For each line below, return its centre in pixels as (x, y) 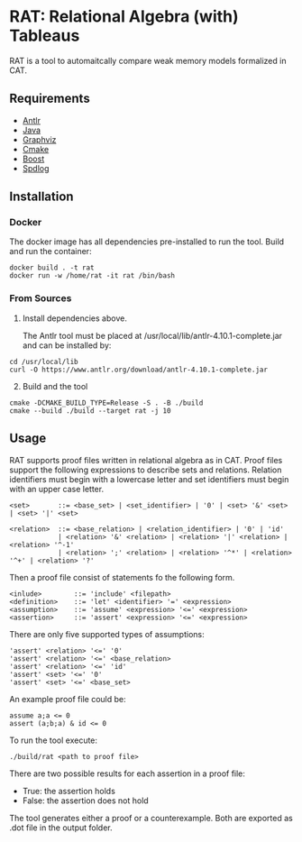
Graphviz (39, 139)
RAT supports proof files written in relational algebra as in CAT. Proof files (146, 460)
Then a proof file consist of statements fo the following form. (122, 577)
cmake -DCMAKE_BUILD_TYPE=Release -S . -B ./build (106, 403)
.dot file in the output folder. (61, 828)
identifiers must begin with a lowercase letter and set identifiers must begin (149, 479)
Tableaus (45, 36)
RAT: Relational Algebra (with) (124, 17)
